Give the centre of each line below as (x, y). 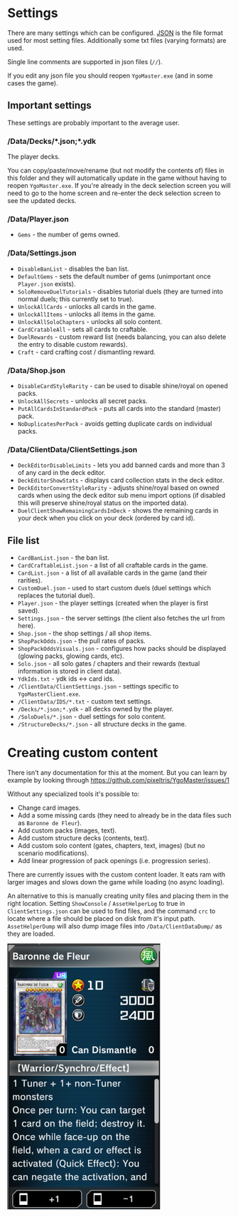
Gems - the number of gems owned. (69, 235)
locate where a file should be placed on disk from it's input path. (102, 918)
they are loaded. (31, 934)
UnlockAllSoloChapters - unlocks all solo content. (90, 321)
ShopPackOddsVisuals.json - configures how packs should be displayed (122, 649)
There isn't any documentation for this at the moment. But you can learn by (117, 772)
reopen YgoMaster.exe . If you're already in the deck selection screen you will (119, 186)
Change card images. (49, 808)
